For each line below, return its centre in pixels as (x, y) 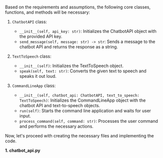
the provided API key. (41, 36)
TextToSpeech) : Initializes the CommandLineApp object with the (82, 100)
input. (25, 116)
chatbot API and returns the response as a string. (69, 47)
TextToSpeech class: (32, 56)
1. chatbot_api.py (23, 150)
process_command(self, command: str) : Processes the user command (89, 121)
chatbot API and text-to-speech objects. (60, 105)
